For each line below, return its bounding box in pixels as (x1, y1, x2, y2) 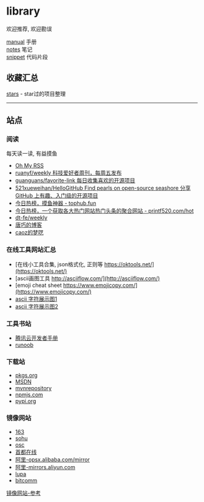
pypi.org (15, 397, 36, 405)
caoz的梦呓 (15, 229, 44, 236)
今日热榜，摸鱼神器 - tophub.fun (15, 199, 97, 207)
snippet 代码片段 (6, 53, 48, 60)
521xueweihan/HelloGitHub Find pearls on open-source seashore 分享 (15, 184, 191, 192)
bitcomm (15, 476, 38, 484)
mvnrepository (15, 385, 52, 392)
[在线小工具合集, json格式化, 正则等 (15, 260, 103, 268)
